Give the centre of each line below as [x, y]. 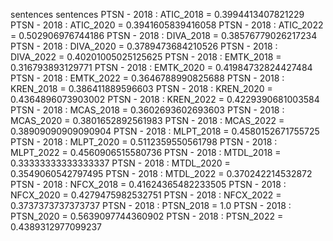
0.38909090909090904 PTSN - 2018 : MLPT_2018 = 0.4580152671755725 [165, 131]
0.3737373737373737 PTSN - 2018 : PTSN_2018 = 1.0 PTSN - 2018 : [151, 205]
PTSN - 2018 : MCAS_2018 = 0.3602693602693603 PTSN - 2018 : [147, 110]
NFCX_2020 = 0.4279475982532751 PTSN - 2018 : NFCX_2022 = [146, 195]
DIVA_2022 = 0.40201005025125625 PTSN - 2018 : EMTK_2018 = [146, 57]
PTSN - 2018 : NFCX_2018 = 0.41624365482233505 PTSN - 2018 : [148, 184]
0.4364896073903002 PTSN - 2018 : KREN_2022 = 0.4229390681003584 [165, 99]
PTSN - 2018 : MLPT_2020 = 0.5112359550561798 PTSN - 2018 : [144, 142]
